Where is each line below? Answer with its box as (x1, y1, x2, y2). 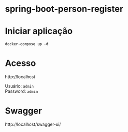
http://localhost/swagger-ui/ (5, 121, 61, 127)
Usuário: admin (5, 83, 34, 89)
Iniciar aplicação (5, 26, 73, 37)
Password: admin (5, 88, 38, 94)
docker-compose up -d (5, 42, 49, 47)
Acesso (5, 58, 36, 69)
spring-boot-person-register (5, 3, 124, 15)
